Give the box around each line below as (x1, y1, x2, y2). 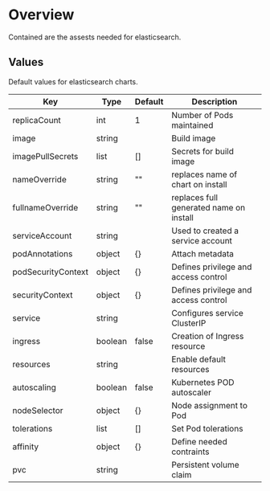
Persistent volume (171, 459, 239, 470)
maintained (171, 119, 214, 130)
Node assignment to (171, 399, 247, 411)
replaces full (171, 191, 219, 203)
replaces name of (171, 169, 238, 180)
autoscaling (12, 382, 56, 393)
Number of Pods (171, 109, 234, 121)
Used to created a (171, 225, 239, 236)
